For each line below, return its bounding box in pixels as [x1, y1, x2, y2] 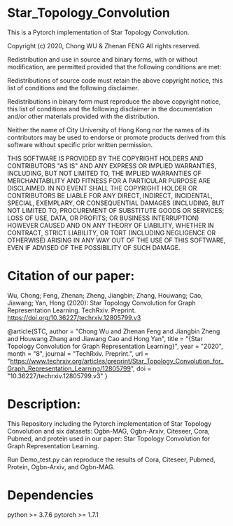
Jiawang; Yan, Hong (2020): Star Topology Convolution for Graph [7, 298, 196, 307]
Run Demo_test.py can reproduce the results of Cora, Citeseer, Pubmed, [7, 455, 216, 464]
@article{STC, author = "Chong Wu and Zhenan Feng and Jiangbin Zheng [7, 327, 220, 335]
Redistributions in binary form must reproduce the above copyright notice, [7, 97, 221, 106]
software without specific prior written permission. [7, 140, 153, 148]
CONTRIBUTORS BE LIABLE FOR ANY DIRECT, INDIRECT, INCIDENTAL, [7, 191, 213, 200]
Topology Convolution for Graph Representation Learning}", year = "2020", [7, 342, 224, 350]
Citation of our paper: [7, 268, 135, 284]
